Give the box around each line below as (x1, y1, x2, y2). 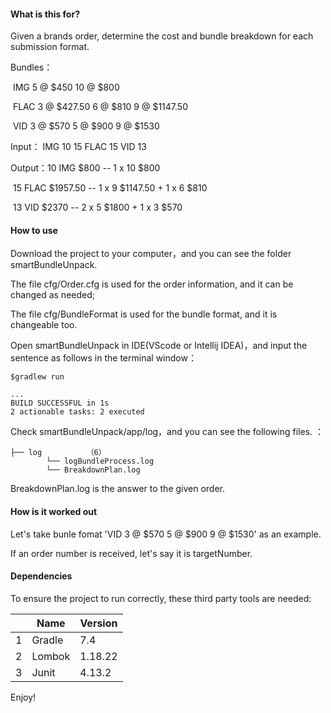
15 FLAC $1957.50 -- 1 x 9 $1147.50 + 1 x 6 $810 (12, 182, 208, 194)
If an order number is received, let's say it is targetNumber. (10, 547, 253, 559)
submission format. (10, 41, 90, 53)
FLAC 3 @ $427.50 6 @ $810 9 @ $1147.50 (12, 101, 188, 113)
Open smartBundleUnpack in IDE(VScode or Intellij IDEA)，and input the (10, 340, 308, 352)
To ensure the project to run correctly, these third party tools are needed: (10, 592, 312, 604)
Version (79, 616, 118, 630)
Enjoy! (10, 691, 37, 703)
